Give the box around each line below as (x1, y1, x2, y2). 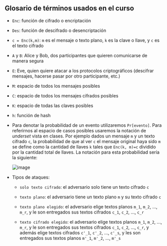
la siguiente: (12, 154, 38, 160)
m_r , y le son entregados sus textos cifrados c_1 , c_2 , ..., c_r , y (19, 224, 149, 230)
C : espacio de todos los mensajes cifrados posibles (12, 92, 119, 98)
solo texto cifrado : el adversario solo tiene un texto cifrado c (19, 184, 149, 190)
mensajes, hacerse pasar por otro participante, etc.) (12, 73, 121, 79)
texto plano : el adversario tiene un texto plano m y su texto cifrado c (19, 194, 161, 200)
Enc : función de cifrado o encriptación (12, 17, 91, 23)
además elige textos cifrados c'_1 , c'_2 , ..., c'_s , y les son (19, 229, 141, 235)
